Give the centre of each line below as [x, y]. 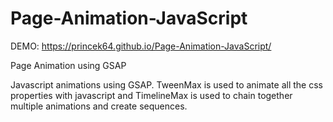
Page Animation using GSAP [68, 65]
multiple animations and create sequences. [99, 106]
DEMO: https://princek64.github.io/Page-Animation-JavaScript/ [141, 46]
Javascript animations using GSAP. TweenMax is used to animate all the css [166, 84]
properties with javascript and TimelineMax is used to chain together [151, 95]
